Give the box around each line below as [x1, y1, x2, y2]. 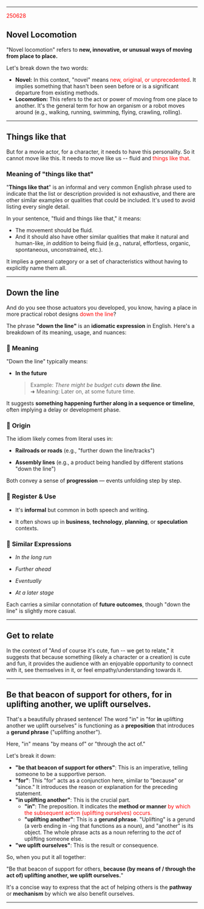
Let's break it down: [6, 752, 56, 759]
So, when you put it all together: [6, 853, 86, 860]
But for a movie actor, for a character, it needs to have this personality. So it [6, 148, 195, 155]
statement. [15, 790, 42, 797]
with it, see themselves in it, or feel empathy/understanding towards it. [6, 666, 182, 674]
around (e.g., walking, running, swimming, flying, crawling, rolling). [15, 108, 182, 116]
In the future [15, 369, 47, 377]
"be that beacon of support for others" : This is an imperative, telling [15, 763, 188, 771]
